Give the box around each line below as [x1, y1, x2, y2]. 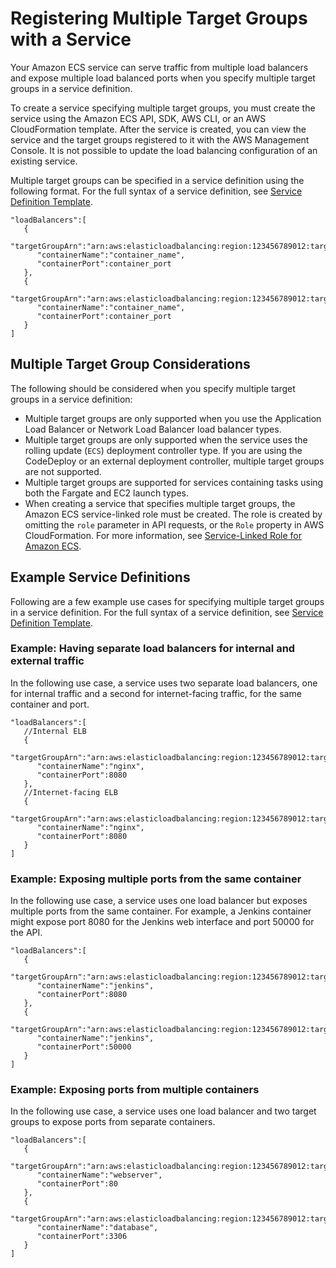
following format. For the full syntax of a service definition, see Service [10, 185, 303, 197]
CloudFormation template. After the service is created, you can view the [10, 123, 307, 135]
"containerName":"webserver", [36, 1170, 163, 1181]
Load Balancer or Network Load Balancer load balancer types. [24, 423, 282, 435]
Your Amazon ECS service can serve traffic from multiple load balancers [10, 61, 309, 73]
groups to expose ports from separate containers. [10, 1116, 216, 1128]
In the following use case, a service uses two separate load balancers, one [10, 677, 318, 689]
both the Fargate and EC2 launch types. [24, 487, 189, 499]
